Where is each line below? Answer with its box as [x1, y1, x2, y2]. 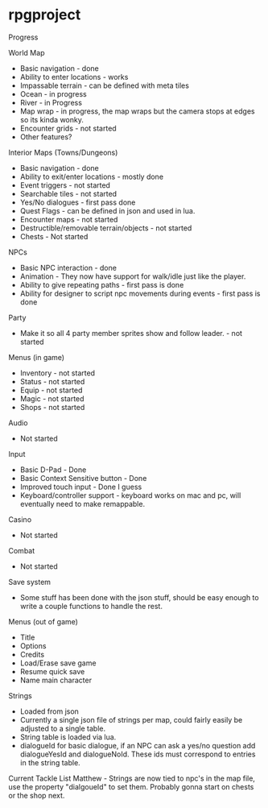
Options [19, 640, 47, 650]
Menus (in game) [8, 352, 65, 362]
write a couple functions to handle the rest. [19, 601, 163, 611]
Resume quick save [19, 666, 85, 676]
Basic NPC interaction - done [19, 263, 117, 272]
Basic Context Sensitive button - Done [19, 473, 147, 483]
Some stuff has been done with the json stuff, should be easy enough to [19, 592, 259, 602]
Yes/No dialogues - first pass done [19, 197, 136, 207]
